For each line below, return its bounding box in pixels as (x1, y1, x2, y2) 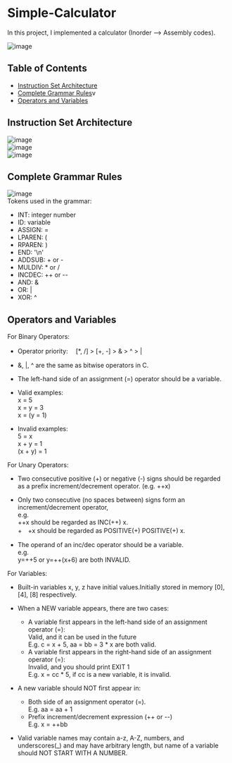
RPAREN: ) (17, 241, 48, 249)
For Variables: (7, 570, 48, 578)
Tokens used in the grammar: (7, 197, 92, 205)
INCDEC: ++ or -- (17, 270, 68, 280)
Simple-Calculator (7, 5, 117, 21)
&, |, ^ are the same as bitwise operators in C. (17, 361, 149, 370)
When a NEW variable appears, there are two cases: (17, 604, 169, 613)
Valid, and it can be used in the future (27, 633, 137, 642)
